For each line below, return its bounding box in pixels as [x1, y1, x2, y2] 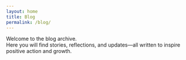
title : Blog [6, 14, 35, 20]
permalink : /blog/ [6, 19, 51, 25]
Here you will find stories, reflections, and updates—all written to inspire [6, 41, 181, 48]
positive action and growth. [6, 48, 72, 55]
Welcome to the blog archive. [6, 36, 77, 43]
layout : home [6, 8, 38, 15]
